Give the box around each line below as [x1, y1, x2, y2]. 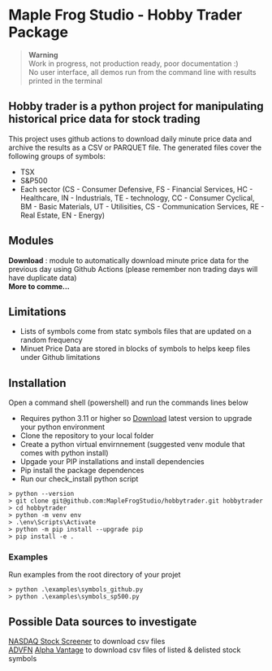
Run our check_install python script [19, 474, 139, 484]
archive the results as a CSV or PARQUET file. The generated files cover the [8, 143, 262, 152]
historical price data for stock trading [8, 112, 201, 126]
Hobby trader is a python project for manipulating [8, 99, 264, 113]
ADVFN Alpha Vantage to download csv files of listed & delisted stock [8, 645, 241, 655]
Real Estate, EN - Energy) [19, 210, 106, 220]
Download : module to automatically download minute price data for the [8, 255, 249, 265]
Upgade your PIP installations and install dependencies [19, 457, 205, 467]
